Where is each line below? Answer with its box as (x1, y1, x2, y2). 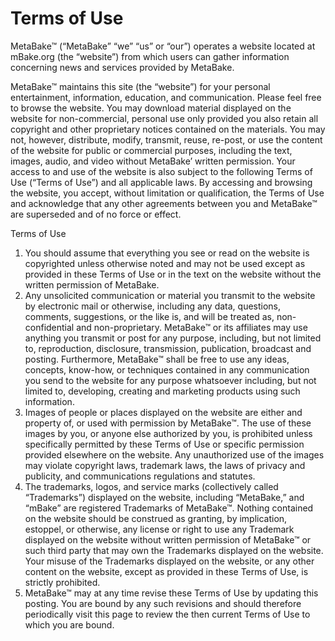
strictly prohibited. (24, 576, 101, 588)
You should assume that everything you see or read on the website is (24, 247, 310, 259)
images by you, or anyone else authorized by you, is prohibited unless (24, 427, 313, 439)
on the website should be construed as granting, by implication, (24, 512, 288, 524)
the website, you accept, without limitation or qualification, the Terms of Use (10, 187, 325, 199)
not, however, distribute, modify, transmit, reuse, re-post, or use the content (10, 133, 323, 146)
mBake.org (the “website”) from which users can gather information (10, 50, 290, 62)
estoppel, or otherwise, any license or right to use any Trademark (24, 523, 295, 535)
